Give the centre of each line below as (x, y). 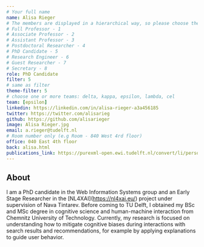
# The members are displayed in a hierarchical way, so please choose (97, 23)
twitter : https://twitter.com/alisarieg (58, 113)
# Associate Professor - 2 (40, 35)
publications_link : (31, 153)
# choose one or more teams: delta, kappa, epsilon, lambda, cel (90, 96)
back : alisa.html (28, 147)
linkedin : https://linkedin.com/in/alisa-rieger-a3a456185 (83, 108)
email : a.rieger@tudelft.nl (42, 130)
